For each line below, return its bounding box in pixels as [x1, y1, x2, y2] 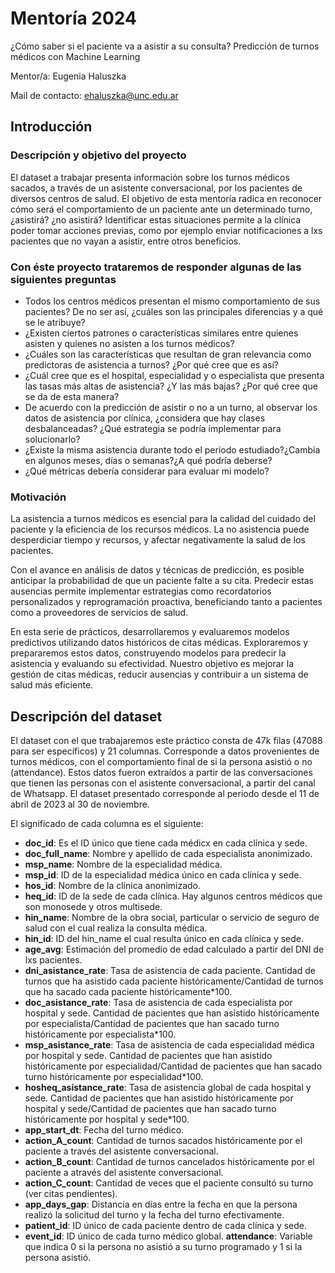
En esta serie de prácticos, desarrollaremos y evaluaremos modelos [10, 626, 290, 638]
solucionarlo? [24, 433, 81, 445]
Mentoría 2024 [10, 7, 138, 30]
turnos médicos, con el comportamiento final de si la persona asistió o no [10, 756, 313, 768]
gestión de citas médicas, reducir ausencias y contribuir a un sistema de [10, 668, 309, 681]
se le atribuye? [24, 316, 86, 328]
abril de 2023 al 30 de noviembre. [10, 798, 150, 811]
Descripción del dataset [10, 708, 163, 725]
